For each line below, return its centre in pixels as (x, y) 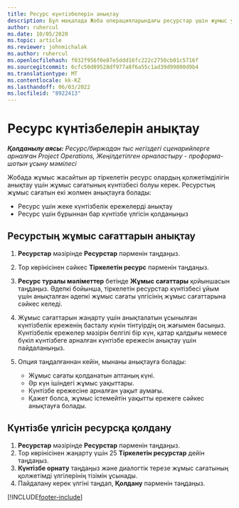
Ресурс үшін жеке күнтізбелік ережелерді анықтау (95, 207)
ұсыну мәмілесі (53, 164)
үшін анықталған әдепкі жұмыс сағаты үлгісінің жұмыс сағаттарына (122, 296)
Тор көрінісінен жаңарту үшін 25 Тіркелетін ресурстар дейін (111, 452)
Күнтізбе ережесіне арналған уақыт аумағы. (96, 390)
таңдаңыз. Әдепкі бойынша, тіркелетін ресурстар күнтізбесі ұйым (118, 289)
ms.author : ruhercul (38, 54)
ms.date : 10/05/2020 (38, 34)
